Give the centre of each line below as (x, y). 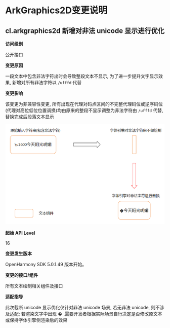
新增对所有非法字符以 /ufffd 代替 (47, 82)
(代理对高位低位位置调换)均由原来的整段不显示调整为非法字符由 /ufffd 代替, (84, 110)
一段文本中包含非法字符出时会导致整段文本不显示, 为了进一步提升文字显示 (82, 76)
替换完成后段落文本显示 (30, 117)
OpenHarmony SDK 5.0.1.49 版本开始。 (46, 265)
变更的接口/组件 (22, 275)
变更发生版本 (18, 253)
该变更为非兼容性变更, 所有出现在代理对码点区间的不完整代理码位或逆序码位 (84, 104)
